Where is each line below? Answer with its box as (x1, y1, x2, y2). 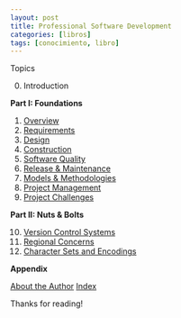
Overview (23, 115, 59, 126)
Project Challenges (23, 192, 94, 203)
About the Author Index (10, 281, 97, 292)
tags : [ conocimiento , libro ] (10, 38, 120, 48)
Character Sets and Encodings (23, 246, 137, 257)
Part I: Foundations (10, 98, 84, 109)
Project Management (23, 182, 102, 194)
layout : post (10, 13, 59, 23)
